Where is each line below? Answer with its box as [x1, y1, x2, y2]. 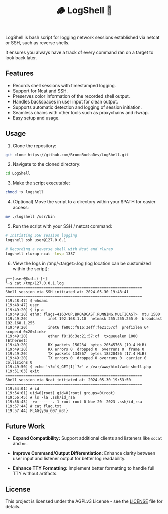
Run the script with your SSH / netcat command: [12, 223, 112, 229]
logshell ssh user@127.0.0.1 [5, 237, 66, 242]
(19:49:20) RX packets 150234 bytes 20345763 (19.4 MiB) [5, 342, 147, 347]
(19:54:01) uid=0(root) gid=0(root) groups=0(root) [5, 390, 115, 395]
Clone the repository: [12, 142, 57, 149]
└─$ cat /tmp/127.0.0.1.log [5, 280, 64, 286]
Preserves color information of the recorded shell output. [12, 93, 130, 99]
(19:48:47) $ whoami [5, 298, 49, 303]
